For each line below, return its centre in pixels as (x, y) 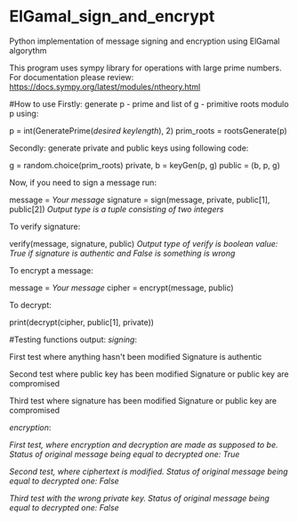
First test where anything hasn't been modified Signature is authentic (136, 356)
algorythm (28, 50)
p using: (24, 113)
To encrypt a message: (51, 270)
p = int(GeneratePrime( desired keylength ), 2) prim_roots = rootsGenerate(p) (148, 130)
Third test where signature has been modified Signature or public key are (143, 400)
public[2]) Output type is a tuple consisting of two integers (117, 209)
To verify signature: (45, 226)
